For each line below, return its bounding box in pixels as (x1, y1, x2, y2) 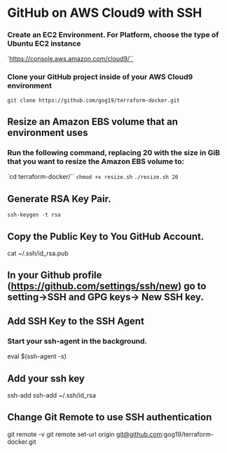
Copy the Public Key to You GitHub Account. (7, 230, 205, 243)
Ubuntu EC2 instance (7, 39, 81, 48)
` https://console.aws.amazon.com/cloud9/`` (7, 55, 135, 63)
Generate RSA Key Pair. (7, 193, 111, 205)
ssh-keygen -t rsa (7, 212, 61, 219)
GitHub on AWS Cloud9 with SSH (7, 5, 202, 21)
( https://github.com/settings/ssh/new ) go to (7, 280, 207, 292)
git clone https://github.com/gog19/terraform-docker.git (7, 97, 180, 104)
